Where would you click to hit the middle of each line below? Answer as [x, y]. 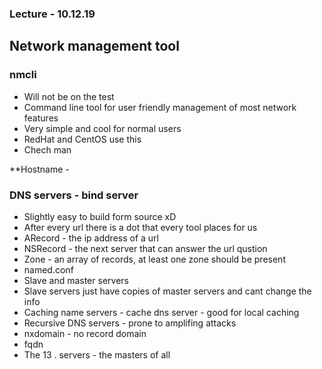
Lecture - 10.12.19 [52, 14]
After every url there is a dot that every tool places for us [140, 227]
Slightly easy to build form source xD [100, 216]
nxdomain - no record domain [85, 333]
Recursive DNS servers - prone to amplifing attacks [130, 323]
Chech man [47, 149]
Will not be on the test [69, 96]
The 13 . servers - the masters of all [97, 354]
